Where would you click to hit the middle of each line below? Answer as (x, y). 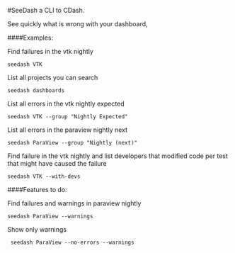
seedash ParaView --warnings (50, 216)
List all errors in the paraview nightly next (68, 130)
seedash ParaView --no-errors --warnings (72, 242)
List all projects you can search (53, 78)
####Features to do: (37, 190)
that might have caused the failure (57, 163)
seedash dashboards (36, 91)
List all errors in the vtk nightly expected (66, 103)
